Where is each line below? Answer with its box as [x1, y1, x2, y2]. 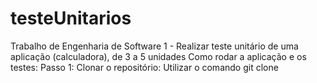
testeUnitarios [10, 7, 132, 30]
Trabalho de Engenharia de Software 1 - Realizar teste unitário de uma [10, 40, 299, 52]
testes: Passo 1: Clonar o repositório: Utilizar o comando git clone [10, 61, 279, 73]
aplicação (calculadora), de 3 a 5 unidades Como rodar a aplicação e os [10, 50, 307, 62]
